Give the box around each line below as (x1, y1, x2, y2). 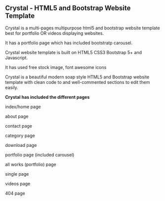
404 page (5, 190, 26, 196)
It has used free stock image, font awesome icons (5, 64, 107, 70)
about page (5, 113, 29, 119)
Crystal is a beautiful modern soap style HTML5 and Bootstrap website (5, 74, 150, 80)
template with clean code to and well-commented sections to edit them (5, 79, 150, 85)
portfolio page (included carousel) (5, 151, 75, 158)
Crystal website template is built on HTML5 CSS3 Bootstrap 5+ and (5, 49, 142, 55)
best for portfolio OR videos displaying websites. (5, 30, 104, 36)
